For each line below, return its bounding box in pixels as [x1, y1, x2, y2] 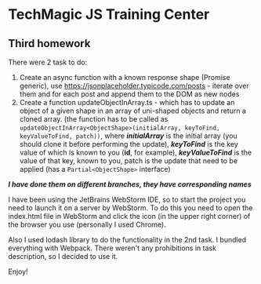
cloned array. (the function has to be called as [19, 115, 169, 123]
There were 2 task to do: [8, 57, 88, 67]
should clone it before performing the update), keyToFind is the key [19, 140, 239, 148]
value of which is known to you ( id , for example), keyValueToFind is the [19, 147, 252, 157]
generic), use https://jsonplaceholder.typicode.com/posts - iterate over [19, 81, 249, 90]
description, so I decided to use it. [8, 252, 118, 260]
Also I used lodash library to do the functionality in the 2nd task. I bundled [8, 235, 247, 244]
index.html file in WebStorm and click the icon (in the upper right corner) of [8, 212, 251, 220]
